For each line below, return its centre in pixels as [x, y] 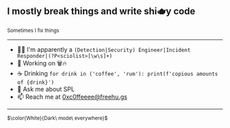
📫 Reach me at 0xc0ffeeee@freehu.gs [72, 97]
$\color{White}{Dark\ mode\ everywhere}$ [57, 118]
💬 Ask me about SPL [46, 89]
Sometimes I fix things [33, 30]
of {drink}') [36, 82]
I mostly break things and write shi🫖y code [101, 11]
